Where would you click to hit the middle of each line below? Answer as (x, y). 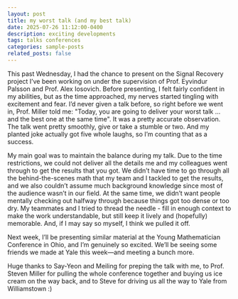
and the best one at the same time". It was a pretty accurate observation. (114, 119)
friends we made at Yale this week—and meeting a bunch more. (101, 252)
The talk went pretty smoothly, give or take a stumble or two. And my (108, 126)
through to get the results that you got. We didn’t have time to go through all (118, 170)
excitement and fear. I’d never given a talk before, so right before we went (115, 104)
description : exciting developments (61, 34)
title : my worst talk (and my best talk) (70, 21)
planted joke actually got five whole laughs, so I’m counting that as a (107, 134)
